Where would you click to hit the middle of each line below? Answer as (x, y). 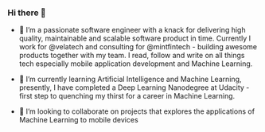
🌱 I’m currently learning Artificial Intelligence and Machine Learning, (130, 80)
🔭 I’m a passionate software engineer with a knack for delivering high (132, 30)
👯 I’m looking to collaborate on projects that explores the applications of (137, 111)
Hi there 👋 (27, 13)
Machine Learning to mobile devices (78, 120)
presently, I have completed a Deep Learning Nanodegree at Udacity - (134, 87)
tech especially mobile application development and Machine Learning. (136, 64)
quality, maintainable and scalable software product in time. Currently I (135, 38)
